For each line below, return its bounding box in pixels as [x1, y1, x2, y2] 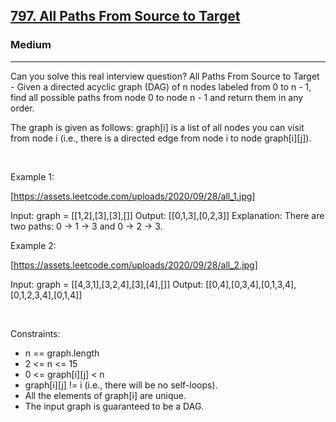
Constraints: [10, 327, 61, 339]
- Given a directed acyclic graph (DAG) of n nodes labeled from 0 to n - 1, [10, 80, 312, 93]
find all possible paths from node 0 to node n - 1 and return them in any [10, 91, 304, 103]
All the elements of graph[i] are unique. [24, 389, 187, 401]
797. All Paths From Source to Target [10, 8, 241, 25]
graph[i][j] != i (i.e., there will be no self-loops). [24, 379, 218, 391]
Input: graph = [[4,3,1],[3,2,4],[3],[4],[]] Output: [10, 278, 204, 290]
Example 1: [10, 170, 55, 183]
